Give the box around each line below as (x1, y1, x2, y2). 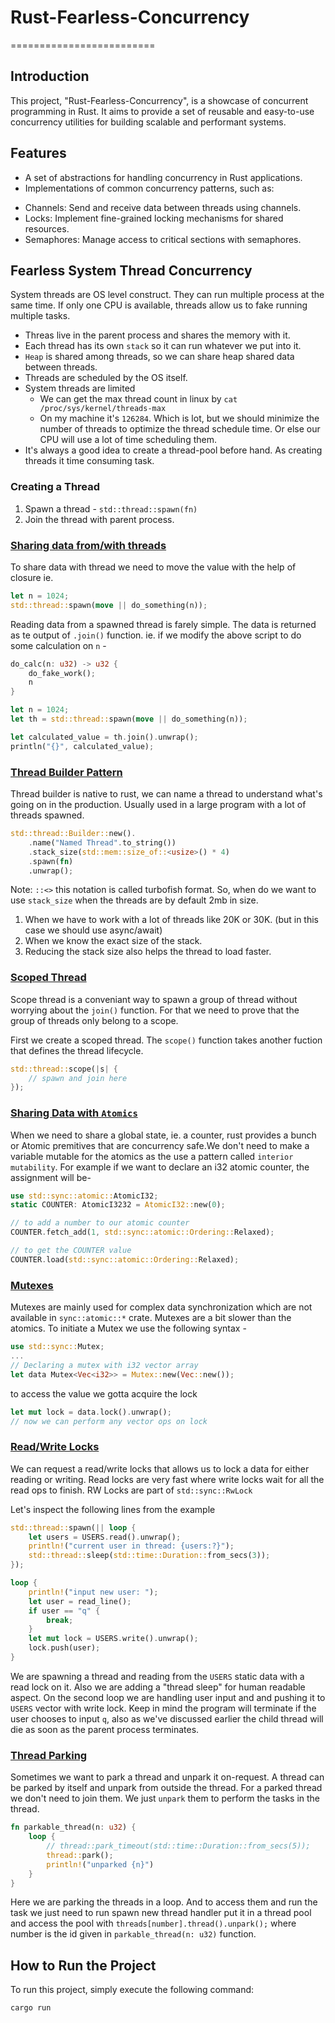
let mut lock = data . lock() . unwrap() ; (10, 1407, 172, 1417)
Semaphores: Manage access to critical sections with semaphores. (24, 233, 302, 245)
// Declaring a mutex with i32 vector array (10, 1360, 199, 1370)
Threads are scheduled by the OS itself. (24, 372, 188, 384)
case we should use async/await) (24, 924, 163, 936)
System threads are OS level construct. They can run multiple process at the (10, 289, 325, 301)
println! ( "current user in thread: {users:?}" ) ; (28, 1541, 235, 1551)
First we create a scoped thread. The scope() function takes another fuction (10, 1034, 323, 1046)
